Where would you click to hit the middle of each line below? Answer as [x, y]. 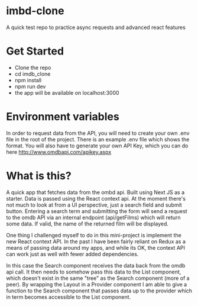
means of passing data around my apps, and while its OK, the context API [95, 247]
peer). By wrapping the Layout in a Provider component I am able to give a [97, 284]
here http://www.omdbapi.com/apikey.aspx [59, 152]
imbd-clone [35, 11]
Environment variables [63, 117]
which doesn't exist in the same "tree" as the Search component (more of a [98, 278]
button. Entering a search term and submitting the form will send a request [97, 211]
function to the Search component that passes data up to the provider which [99, 291]
